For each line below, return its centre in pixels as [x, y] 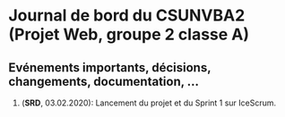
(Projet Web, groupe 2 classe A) [129, 34]
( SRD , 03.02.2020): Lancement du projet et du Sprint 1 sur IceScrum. [149, 103]
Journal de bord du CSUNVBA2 [127, 16]
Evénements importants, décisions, [110, 67]
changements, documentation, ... [104, 81]
